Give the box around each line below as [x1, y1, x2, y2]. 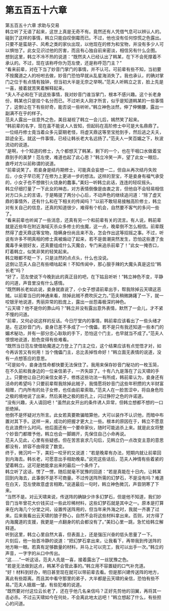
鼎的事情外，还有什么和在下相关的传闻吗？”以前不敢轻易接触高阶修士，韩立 [5, 198, 162, 204]
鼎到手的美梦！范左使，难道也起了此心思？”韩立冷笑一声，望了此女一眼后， [5, 154, 162, 160]
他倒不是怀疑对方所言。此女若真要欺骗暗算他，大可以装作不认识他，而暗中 [5, 412, 159, 418]
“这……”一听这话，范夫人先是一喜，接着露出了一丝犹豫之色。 [5, 556, 131, 562]
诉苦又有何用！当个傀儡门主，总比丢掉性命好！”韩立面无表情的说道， [14, 349, 157, 355]
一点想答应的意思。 [9, 355, 49, 361]
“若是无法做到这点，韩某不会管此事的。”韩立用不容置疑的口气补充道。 [5, 563, 148, 569]
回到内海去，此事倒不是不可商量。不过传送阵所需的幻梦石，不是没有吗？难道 [5, 475, 164, 481]
